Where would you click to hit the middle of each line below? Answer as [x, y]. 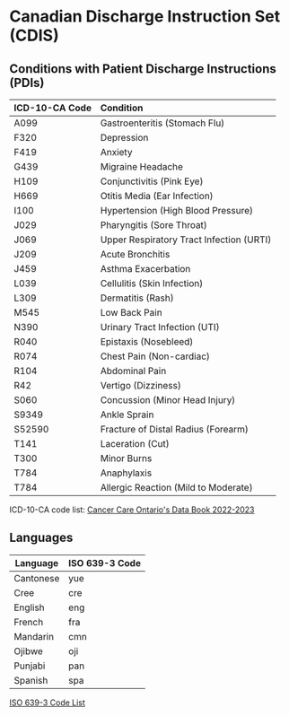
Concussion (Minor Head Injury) [168, 400]
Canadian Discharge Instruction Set [145, 17]
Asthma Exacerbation [145, 269]
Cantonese [37, 578]
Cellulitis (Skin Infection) [152, 283]
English [29, 607]
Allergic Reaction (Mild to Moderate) [176, 488]
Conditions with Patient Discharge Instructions [143, 69]
